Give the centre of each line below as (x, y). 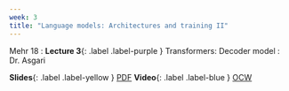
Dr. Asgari (28, 60)
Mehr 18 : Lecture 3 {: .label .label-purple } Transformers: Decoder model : (144, 50)
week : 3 (24, 17)
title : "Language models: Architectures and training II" (119, 26)
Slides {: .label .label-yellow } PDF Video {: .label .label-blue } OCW (131, 77)
